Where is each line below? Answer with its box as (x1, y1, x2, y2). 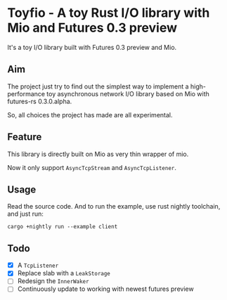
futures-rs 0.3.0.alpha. (7, 97, 72, 105)
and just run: (7, 209, 44, 219)
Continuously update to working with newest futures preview (17, 285, 195, 293)
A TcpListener (17, 261, 59, 270)
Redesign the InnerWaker (17, 277, 89, 285)
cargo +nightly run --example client (7, 223, 118, 230)
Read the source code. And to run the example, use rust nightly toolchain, (7, 202, 221, 211)
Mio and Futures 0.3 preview (7, 20, 178, 36)
